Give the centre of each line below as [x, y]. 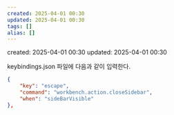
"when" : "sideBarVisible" [57, 98]
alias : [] [21, 33]
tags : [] [20, 26]
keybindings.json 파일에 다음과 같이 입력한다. [69, 67]
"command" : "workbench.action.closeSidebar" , [86, 92]
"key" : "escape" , [45, 86]
